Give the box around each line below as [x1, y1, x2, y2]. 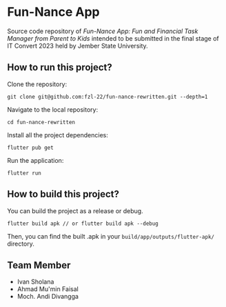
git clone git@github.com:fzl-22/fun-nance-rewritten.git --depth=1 [7, 93, 208, 100]
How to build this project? [7, 188, 119, 200]
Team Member [7, 259, 71, 271]
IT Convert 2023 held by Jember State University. [7, 41, 148, 50]
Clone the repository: [7, 80, 68, 88]
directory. [7, 239, 34, 248]
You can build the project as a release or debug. [7, 206, 143, 215]
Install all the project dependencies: [7, 130, 108, 139]
